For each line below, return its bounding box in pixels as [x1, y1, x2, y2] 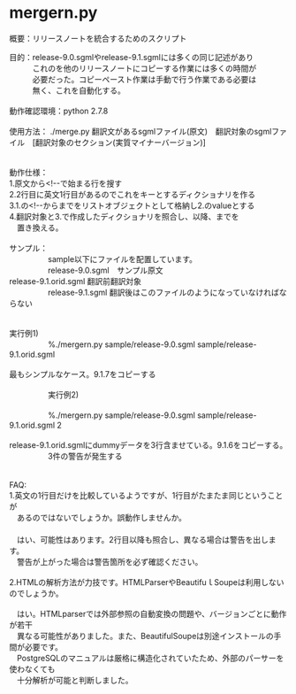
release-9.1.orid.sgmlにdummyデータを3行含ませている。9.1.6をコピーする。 [9, 439, 288, 450]
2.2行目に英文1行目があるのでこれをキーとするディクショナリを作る [9, 189, 256, 199]
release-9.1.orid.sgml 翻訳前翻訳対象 [9, 275, 141, 286]
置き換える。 [16, 222, 64, 233]
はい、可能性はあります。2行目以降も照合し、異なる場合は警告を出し [16, 534, 269, 544]
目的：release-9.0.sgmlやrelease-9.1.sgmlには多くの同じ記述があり [9, 51, 254, 62]
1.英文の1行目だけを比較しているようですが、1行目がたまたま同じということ [9, 490, 284, 500]
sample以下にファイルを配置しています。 [47, 253, 197, 264]
